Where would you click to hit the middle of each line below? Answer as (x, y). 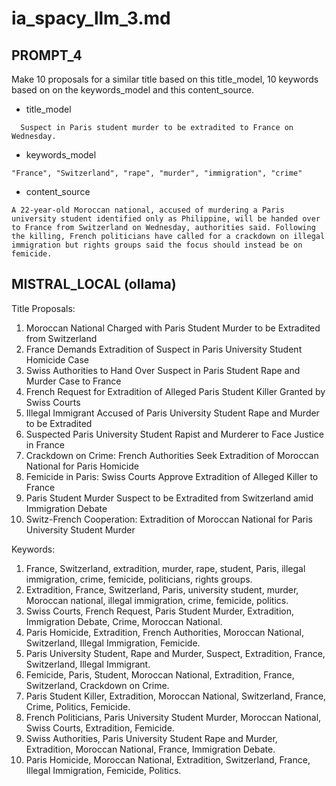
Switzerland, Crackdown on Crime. (97, 685)
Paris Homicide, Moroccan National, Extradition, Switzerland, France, (168, 759)
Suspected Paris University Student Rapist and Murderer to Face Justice (175, 434)
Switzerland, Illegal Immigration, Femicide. (113, 643)
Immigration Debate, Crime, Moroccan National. (124, 621)
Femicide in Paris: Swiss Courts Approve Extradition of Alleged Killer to (172, 476)
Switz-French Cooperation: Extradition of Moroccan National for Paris (169, 519)
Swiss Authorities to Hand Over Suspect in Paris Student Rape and (163, 370)
